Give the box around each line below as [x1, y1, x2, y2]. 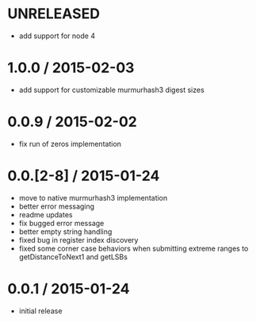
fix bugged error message [18, 218, 105, 228]
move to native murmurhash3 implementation [18, 193, 168, 202]
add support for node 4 [18, 31, 96, 40]
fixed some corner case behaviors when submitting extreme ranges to [18, 243, 249, 253]
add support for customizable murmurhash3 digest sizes [18, 85, 205, 94]
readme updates [18, 209, 73, 219]
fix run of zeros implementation [18, 139, 122, 148]
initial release [18, 306, 63, 316]
